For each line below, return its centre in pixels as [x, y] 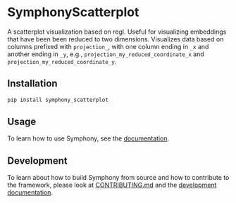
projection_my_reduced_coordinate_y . [62, 61]
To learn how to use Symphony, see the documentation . [88, 138]
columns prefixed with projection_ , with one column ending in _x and [108, 46]
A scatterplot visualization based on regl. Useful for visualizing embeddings [117, 32]
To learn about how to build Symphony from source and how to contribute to [118, 178]
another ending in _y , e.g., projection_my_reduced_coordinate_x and [106, 54]
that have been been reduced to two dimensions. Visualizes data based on [116, 39]
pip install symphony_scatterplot [58, 100]
